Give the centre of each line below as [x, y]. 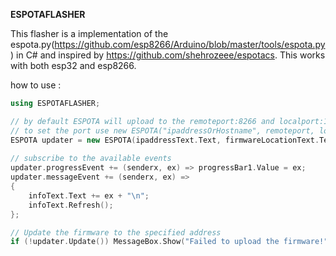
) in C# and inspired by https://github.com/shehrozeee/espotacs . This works [168, 55]
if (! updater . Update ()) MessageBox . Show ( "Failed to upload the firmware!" [169, 242]
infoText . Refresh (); [71, 205]
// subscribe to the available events [91, 159]
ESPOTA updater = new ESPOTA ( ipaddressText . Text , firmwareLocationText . [165, 140]
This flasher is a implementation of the [89, 33]
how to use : [36, 85]
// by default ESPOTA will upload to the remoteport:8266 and [142, 121]
